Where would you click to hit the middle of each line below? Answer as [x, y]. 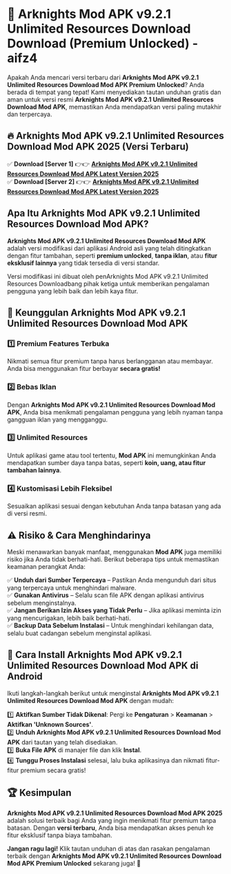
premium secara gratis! [53, 770]
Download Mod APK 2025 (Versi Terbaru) [98, 147]
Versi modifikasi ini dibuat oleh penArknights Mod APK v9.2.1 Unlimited [108, 276]
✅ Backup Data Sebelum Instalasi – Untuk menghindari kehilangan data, [110, 625]
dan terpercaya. [30, 114]
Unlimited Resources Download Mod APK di [103, 666]
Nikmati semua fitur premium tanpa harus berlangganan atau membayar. [110, 361]
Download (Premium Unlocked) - [103, 44]
